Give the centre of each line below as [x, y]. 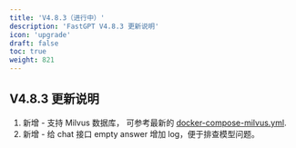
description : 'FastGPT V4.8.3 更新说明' [84, 26]
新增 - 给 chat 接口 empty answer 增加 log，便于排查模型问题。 [141, 133]
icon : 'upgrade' [40, 35]
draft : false [34, 43]
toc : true [28, 52]
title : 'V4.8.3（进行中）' [57, 18]
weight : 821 [32, 60]
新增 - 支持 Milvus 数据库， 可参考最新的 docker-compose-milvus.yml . [154, 123]
